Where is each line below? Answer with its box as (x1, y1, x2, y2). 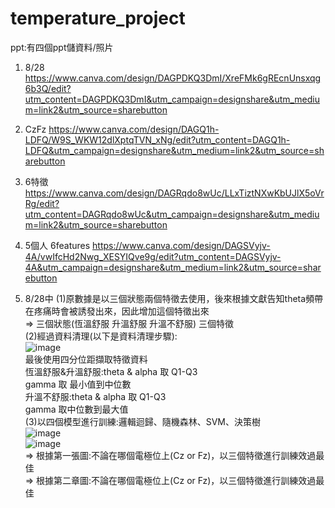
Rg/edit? (24, 197, 60, 209)
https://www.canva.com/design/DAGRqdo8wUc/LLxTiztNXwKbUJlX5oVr (24, 187, 325, 199)
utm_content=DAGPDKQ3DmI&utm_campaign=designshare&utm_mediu (24, 93, 321, 105)
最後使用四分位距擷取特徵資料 (24, 353, 148, 365)
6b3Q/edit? (24, 82, 72, 94)
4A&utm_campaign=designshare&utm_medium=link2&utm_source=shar (24, 261, 322, 273)
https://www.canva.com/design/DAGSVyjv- (92, 239, 271, 251)
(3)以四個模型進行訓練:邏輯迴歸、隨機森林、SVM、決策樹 (24, 415, 261, 427)
